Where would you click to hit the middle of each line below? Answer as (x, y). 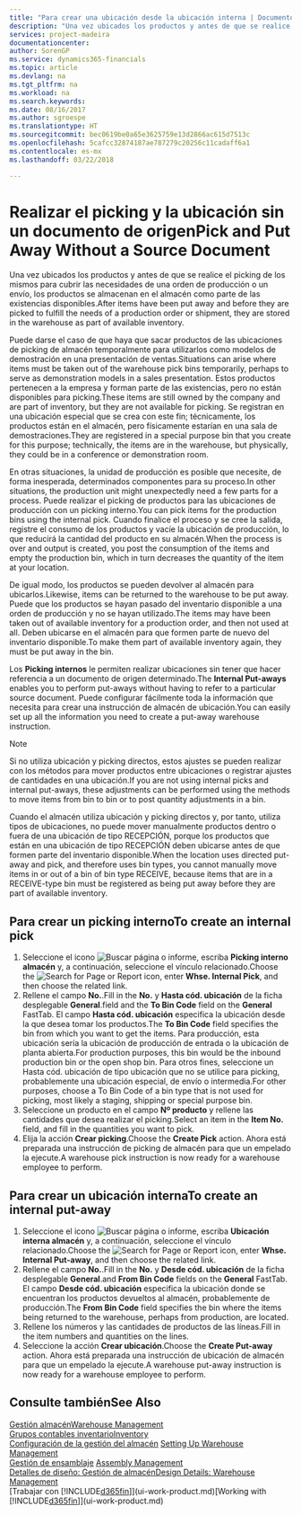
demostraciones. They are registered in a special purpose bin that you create (150, 436)
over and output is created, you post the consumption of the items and (139, 548)
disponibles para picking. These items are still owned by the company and (145, 397)
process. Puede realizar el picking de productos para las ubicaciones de (142, 501)
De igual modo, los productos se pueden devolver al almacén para (132, 585)
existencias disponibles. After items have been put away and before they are (149, 304)
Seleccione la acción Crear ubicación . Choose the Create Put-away (147, 1346)
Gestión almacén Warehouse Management (86, 1424)
